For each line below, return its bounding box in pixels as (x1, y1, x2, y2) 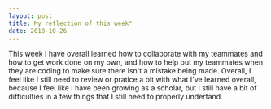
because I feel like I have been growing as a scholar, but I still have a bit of (8, 83, 258, 93)
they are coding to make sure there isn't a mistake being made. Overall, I (8, 66, 251, 76)
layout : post (8, 11, 53, 20)
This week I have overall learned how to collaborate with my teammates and (8, 49, 263, 59)
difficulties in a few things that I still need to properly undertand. (8, 92, 223, 102)
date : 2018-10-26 (8, 27, 68, 35)
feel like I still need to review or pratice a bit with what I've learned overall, (8, 74, 256, 85)
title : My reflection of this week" (8, 19, 133, 27)
